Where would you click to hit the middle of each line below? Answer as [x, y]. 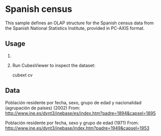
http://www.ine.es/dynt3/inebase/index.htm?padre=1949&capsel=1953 [77, 128]
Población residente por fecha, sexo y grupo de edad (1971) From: [72, 123]
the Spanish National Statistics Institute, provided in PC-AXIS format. [75, 28]
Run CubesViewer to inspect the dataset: [54, 65]
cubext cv [22, 75]
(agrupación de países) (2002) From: [43, 108]
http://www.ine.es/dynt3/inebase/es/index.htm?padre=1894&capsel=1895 [80, 113]
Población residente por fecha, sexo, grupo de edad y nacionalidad [73, 102]
